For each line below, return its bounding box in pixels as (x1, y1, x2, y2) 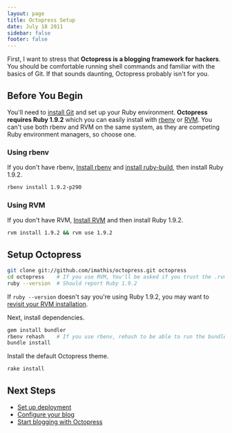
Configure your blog (17, 410, 75, 419)
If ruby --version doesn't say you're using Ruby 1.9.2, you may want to (7, 292, 209, 301)
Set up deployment (17, 403, 72, 412)
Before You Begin (7, 89, 84, 101)
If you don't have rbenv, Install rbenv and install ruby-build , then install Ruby (7, 164, 224, 172)
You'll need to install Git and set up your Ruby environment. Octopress (7, 108, 209, 116)
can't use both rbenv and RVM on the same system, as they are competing (7, 123, 220, 131)
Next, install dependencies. (7, 313, 85, 321)
